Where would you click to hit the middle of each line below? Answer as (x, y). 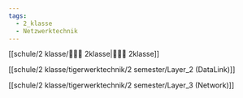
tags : (17, 16)
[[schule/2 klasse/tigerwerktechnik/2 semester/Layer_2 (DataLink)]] (122, 70)
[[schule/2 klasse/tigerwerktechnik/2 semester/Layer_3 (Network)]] (121, 85)
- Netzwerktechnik (47, 31)
